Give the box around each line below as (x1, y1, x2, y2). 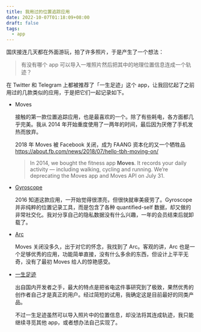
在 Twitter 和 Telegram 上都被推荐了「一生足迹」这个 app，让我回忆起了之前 (6, 82, 195, 89)
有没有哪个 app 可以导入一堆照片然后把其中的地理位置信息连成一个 (20, 61, 186, 68)
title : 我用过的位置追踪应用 (6, 8, 70, 15)
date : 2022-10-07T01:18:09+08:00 (6, 14, 90, 20)
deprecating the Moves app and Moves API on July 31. (29, 172, 165, 180)
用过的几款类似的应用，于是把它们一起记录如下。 (6, 89, 127, 96)
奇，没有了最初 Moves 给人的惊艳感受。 (14, 258, 114, 265)
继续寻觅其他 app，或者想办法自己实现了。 (14, 319, 121, 326)
